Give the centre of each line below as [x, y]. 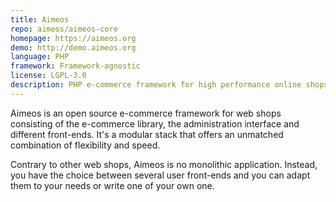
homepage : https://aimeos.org [73, 38]
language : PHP [40, 57]
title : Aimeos [40, 19]
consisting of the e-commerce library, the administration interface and [155, 123]
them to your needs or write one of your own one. [112, 185]
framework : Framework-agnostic [75, 66]
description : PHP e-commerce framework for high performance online [156, 85]
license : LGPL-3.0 [48, 76]
